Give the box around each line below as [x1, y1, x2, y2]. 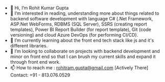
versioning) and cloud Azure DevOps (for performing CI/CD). [10, 32, 138, 38]
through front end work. [10, 59, 61, 65]
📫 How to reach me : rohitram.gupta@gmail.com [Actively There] [10, 65, 149, 71]
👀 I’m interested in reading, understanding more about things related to [10, 10, 159, 16]
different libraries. [10, 43, 48, 48]
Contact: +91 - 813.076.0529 [10, 72, 70, 78]
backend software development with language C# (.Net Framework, [10, 16, 153, 21]
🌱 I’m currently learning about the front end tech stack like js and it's [10, 37, 154, 43]
